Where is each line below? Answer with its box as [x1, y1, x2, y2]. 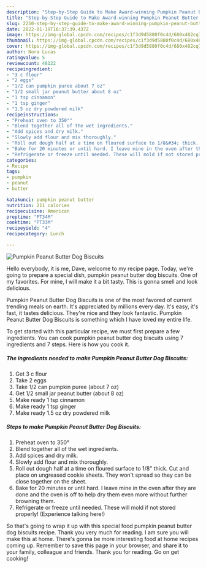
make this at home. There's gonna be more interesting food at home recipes [6, 535, 199, 542]
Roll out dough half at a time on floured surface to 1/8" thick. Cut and [15, 464, 189, 472]
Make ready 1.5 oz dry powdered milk [15, 409, 110, 417]
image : [6, 32, 23, 38]
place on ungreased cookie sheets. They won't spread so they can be [15, 471, 192, 479]
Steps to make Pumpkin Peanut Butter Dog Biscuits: [6, 423, 141, 431]
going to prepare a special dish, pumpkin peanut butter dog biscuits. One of [6, 271, 198, 279]
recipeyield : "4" [6, 225, 51, 232]
